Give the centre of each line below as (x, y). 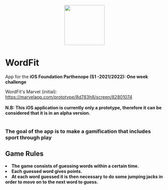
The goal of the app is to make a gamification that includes (78, 131)
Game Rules (24, 154)
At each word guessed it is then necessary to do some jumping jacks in (87, 176)
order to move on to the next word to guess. (52, 182)
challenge (16, 82)
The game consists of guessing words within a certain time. (75, 166)
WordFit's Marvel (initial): (31, 91)
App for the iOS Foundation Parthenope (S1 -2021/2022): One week (77, 76)
